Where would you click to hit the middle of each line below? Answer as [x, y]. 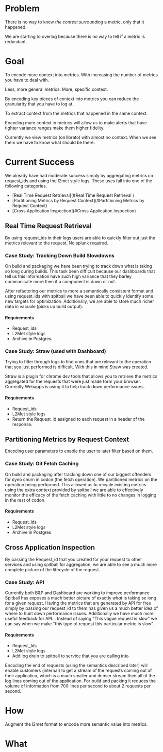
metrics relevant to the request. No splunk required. [57, 243]
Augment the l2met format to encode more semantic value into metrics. [76, 724]
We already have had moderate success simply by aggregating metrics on [79, 175]
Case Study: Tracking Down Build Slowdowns [60, 256]
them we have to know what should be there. [50, 142]
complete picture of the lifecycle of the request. [53, 569]
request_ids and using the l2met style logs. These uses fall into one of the [79, 181]
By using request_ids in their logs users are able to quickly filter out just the [80, 238]
